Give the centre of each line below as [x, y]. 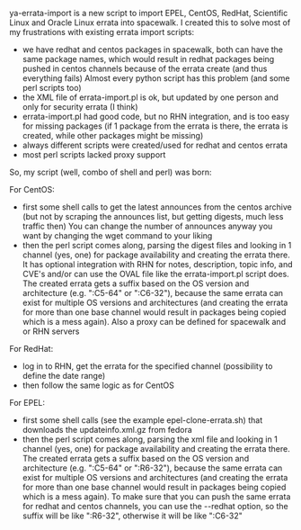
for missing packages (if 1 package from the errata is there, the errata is [155, 126]
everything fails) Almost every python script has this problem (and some [156, 78]
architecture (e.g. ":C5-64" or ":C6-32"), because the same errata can [153, 293]
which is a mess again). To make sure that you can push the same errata [156, 497]
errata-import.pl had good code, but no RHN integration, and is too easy [156, 117]
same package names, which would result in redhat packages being [148, 59]
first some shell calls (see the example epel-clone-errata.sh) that [142, 420]
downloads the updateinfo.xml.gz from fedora [107, 430]
